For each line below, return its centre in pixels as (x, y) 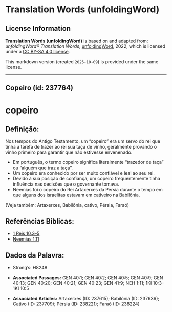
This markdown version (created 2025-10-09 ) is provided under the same (82, 62)
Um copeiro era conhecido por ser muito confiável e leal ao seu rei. (84, 173)
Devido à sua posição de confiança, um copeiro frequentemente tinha (86, 179)
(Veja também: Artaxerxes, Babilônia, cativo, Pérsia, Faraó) (67, 205)
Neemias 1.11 (26, 239)
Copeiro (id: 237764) (39, 88)
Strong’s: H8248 (30, 268)
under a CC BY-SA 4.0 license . (38, 52)
